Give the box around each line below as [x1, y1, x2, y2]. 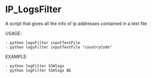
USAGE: [5, 30, 22, 36]
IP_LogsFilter [5, 4, 62, 15]
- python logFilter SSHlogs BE [5, 68, 71, 73]
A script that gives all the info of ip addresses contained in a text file [5, 20, 147, 27]
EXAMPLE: [5, 54, 28, 60]
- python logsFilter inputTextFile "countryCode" [5, 44, 112, 49]
